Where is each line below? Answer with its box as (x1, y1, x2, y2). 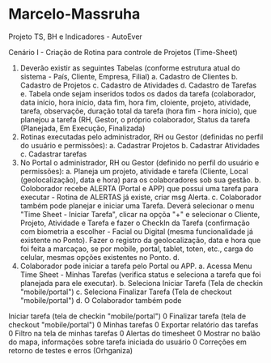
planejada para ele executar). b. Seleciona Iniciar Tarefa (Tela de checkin (19, 278, 264, 288)
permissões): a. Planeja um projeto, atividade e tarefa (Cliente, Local (19, 166, 248, 176)
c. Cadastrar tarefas (19, 149, 87, 159)
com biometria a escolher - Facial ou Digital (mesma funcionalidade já (19, 226, 253, 236)
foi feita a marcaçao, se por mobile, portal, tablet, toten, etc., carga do (19, 244, 254, 254)
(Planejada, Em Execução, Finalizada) (19, 123, 146, 133)
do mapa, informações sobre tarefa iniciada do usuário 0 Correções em (8, 337, 247, 347)
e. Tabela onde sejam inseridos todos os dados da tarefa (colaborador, (19, 88, 256, 98)
